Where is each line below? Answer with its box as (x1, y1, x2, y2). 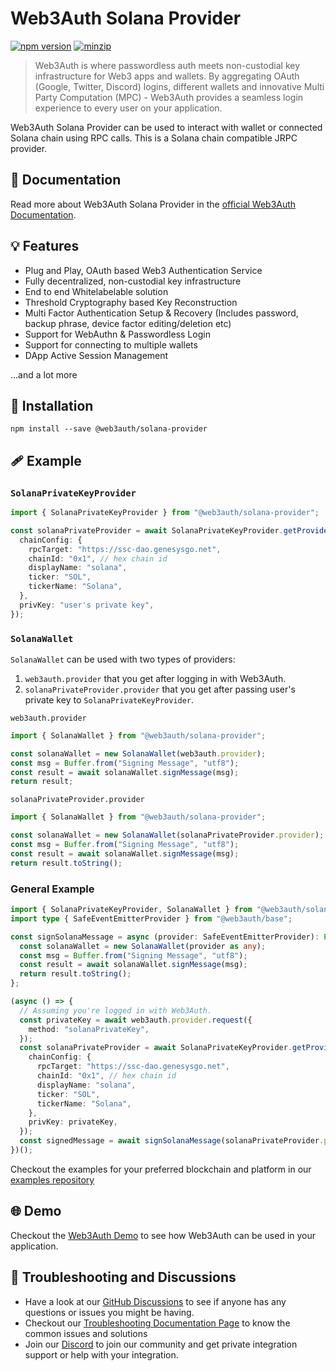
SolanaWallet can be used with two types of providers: (10, 653, 236, 665)
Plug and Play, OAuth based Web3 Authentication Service (24, 264, 263, 276)
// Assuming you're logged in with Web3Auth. (19, 1005, 213, 1016)
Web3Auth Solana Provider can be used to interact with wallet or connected (10, 121, 323, 133)
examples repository (10, 1173, 95, 1186)
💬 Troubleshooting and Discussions (10, 1269, 237, 1286)
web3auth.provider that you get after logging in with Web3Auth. (24, 672, 287, 684)
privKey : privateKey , (28, 1117, 118, 1127)
